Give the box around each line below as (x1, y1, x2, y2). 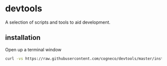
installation (5, 33, 41, 42)
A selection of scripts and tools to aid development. (5, 19, 111, 25)
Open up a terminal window (5, 46, 62, 52)
